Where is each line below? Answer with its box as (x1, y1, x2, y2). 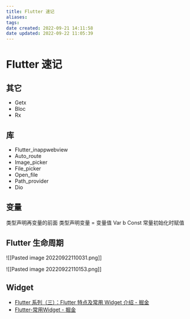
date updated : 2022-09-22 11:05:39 (6, 31, 94, 37)
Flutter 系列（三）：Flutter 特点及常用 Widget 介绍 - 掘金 (14, 299, 149, 306)
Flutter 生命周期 (6, 238, 64, 248)
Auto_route (14, 152, 42, 159)
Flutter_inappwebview (14, 146, 68, 153)
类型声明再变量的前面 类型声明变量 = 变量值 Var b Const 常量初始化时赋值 (6, 219, 185, 226)
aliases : (6, 14, 28, 20)
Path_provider (14, 177, 49, 185)
